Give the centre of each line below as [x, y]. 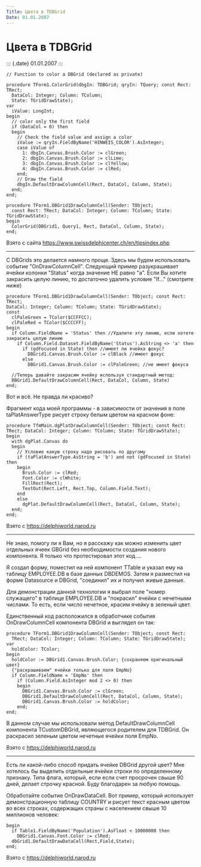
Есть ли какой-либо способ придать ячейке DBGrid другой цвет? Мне [95, 765]
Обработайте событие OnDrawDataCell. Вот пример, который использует [100, 796]
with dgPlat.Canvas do [40, 442]
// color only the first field [51, 122]
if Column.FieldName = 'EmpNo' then [57, 676]
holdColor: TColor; [36, 650]
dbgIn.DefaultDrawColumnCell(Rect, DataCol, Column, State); [95, 185]
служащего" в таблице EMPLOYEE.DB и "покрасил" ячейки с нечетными [99, 598]
